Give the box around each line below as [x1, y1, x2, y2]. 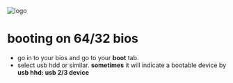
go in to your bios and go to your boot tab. [17, 53, 139, 62]
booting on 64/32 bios [7, 31, 139, 46]
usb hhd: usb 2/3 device [17, 68, 89, 76]
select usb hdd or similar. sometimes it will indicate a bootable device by [17, 61, 227, 69]
